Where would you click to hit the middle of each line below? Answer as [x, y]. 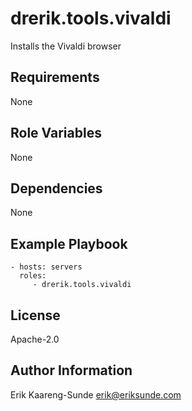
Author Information [71, 370]
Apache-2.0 [35, 339]
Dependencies [56, 188]
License [35, 315]
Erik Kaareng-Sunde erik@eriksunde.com [96, 394]
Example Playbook [69, 243]
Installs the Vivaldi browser [66, 46]
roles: [33, 276]
